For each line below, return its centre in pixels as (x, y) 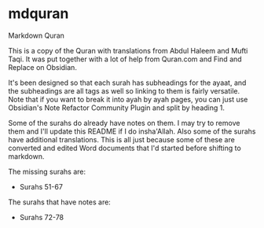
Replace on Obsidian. (42, 67)
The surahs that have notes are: (60, 202)
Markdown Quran (37, 35)
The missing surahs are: (47, 171)
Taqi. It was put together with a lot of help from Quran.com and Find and (125, 59)
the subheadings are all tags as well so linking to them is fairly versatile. (124, 90)
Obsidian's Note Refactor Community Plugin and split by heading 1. (117, 108)
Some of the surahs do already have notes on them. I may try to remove (124, 123)
